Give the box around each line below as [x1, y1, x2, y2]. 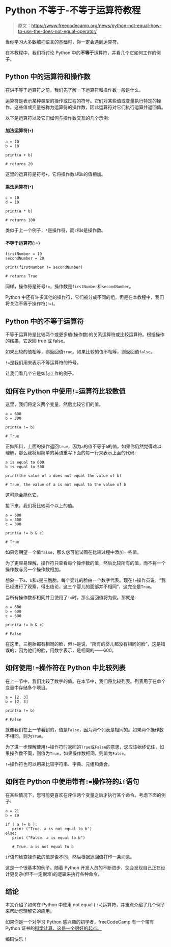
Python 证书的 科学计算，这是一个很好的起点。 [5, 925, 102, 931]
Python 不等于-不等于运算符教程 [5, 5, 141, 16]
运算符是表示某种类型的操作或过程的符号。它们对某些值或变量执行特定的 [5, 97, 157, 104]
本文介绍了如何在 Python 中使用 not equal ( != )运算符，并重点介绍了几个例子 [5, 902, 165, 908]
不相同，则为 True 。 [5, 733, 46, 739]
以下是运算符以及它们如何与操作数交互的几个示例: [5, 115, 109, 121]
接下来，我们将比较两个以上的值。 [5, 502, 77, 508]
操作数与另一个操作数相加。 [5, 566, 64, 572]
